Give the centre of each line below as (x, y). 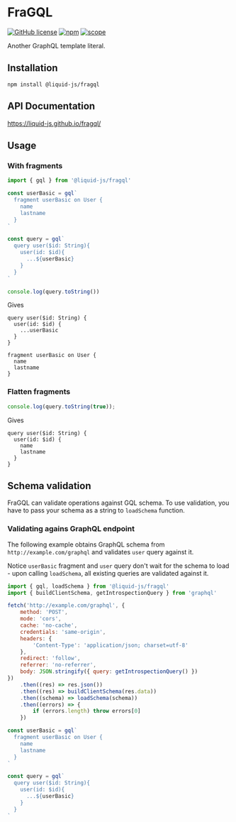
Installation (33, 68)
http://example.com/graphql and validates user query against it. (101, 552)
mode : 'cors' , (41, 619)
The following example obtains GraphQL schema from (86, 544)
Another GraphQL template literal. (56, 45)
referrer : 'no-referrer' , (58, 665)
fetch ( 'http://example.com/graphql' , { (66, 605)
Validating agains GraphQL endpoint (71, 529)
